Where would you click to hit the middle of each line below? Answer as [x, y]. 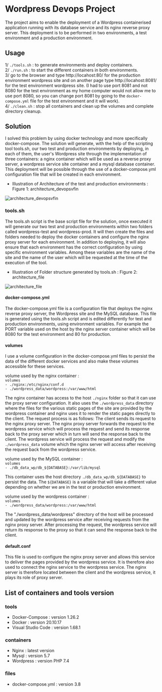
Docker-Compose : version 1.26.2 [45, 617]
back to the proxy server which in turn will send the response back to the [78, 434]
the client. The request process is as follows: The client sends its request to [81, 419]
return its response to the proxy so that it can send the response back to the [81, 530]
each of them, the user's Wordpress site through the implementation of [76, 153]
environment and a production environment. [49, 38]
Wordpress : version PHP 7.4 [40, 661]
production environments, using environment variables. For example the [77, 324]
